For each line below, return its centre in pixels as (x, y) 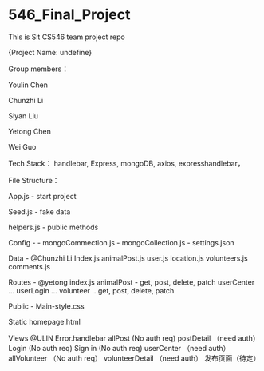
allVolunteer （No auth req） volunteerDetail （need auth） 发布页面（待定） (134, 358)
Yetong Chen (30, 131)
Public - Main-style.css (47, 306)
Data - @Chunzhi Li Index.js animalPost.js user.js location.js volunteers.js (128, 258)
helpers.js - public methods (53, 227)
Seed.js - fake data (39, 211)
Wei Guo (22, 146)
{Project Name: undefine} (50, 52)
